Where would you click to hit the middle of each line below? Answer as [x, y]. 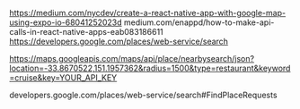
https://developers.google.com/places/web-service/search [119, 41]
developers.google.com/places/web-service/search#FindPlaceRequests [143, 95]
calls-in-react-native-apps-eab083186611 [86, 32]
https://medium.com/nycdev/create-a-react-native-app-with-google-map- [147, 13]
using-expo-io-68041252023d [66, 22]
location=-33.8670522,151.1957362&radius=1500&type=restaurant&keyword [150, 68]
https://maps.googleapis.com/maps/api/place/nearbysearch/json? [132, 59]
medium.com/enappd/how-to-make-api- [199, 22]
